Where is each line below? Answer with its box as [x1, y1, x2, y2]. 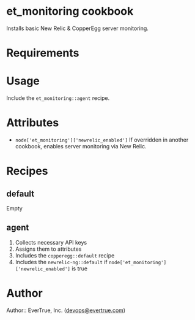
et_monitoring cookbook [6, 4, 134, 18]
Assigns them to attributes [15, 245, 82, 253]
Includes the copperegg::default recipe [15, 251, 115, 259]
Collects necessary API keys [15, 238, 87, 246]
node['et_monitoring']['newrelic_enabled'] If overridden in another [15, 136, 189, 143]
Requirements [6, 46, 79, 60]
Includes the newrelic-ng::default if [15, 258, 108, 265]
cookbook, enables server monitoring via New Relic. [15, 143, 147, 150]
